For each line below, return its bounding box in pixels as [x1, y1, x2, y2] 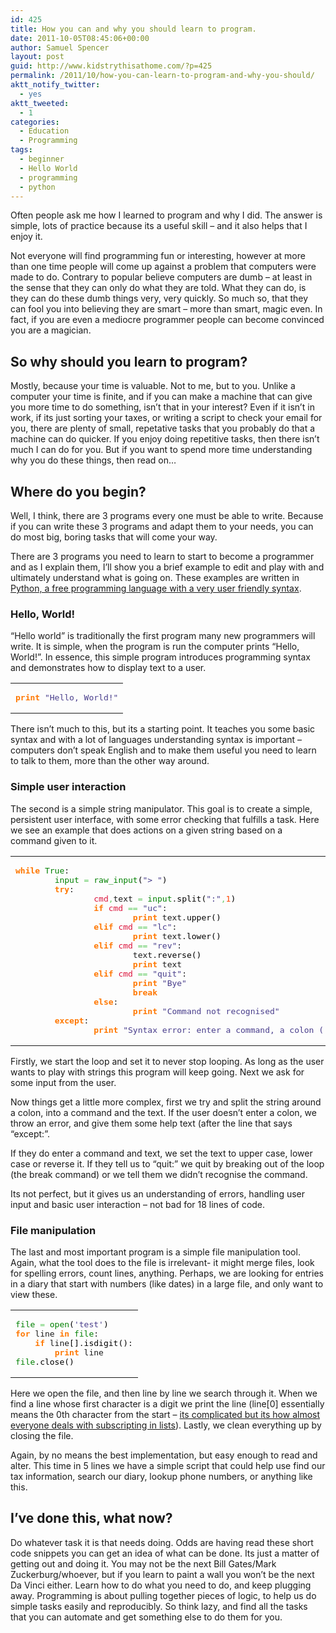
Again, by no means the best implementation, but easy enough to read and [10, 1449, 318, 1461]
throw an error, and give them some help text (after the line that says [10, 1117, 293, 1129]
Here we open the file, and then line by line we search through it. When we [10, 1387, 318, 1399]
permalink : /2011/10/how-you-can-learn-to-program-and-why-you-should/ [10, 71, 315, 81]
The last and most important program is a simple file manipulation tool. [10, 1246, 301, 1258]
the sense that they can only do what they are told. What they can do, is [10, 282, 307, 294]
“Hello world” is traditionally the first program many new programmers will [10, 630, 316, 642]
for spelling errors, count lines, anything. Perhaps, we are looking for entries [10, 1267, 324, 1279]
